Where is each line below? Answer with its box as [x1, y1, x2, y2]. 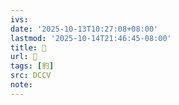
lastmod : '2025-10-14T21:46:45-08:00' [10, 33, 172, 43]
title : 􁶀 [10, 42, 47, 53]
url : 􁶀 [10, 52, 38, 62]
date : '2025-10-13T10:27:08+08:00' [10, 24, 159, 34]
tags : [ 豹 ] [10, 61, 55, 71]
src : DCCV [10, 71, 52, 81]
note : [10, 80, 33, 90]
